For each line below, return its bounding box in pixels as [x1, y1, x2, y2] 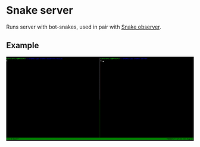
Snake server [6, 4, 73, 17]
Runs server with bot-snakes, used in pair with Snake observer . [6, 23, 162, 30]
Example [6, 40, 39, 51]
